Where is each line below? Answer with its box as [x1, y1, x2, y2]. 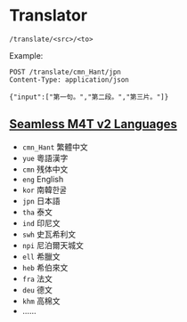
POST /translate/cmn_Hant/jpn [9, 68, 122, 76]
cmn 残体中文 [21, 164, 69, 174]
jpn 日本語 [21, 195, 61, 205]
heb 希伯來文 [21, 262, 69, 272]
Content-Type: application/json [9, 75, 129, 85]
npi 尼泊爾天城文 [21, 239, 85, 250]
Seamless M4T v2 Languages [9, 117, 178, 132]
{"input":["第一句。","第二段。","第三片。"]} [9, 93, 169, 101]
